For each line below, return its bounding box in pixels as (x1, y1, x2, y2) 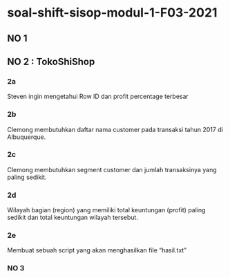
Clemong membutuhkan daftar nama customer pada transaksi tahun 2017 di (7, 125, 223, 133)
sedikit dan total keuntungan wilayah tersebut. (7, 213, 138, 222)
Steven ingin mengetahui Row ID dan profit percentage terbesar (7, 92, 189, 101)
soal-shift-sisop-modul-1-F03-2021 (7, 5, 218, 21)
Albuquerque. (7, 133, 46, 141)
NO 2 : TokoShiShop (7, 55, 95, 67)
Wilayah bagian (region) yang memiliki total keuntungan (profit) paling (7, 206, 206, 214)
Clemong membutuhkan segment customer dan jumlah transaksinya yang (7, 165, 218, 174)
